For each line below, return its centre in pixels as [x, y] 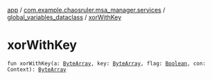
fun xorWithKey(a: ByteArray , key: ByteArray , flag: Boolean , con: [107, 63]
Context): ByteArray [37, 69]
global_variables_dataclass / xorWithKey [64, 17]
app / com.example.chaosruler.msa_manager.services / [86, 10]
